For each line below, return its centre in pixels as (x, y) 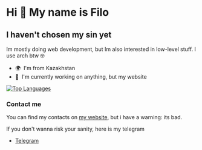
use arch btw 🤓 (25, 56)
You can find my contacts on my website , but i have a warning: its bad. (94, 117)
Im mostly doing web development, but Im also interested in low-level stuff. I (101, 49)
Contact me (24, 104)
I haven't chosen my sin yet (59, 35)
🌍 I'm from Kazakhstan (45, 68)
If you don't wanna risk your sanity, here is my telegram (76, 129)
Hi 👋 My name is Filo (58, 12)
